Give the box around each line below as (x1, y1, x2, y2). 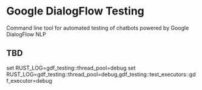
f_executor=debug (6, 77, 53, 84)
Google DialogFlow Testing (6, 4, 144, 18)
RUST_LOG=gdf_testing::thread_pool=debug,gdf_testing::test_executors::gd (6, 71, 196, 78)
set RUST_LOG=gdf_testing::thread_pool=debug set (6, 64, 136, 71)
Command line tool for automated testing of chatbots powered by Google (6, 24, 189, 31)
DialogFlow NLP (6, 30, 47, 37)
